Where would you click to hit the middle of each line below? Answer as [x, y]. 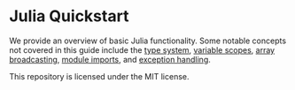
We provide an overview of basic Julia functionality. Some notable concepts [147, 41]
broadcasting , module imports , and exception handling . [110, 59]
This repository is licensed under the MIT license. [99, 76]
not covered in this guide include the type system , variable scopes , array [142, 49]
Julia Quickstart [69, 16]
